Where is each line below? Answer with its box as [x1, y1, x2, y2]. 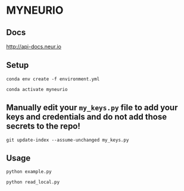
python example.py [6, 169, 52, 175]
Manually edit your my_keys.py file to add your [6, 102, 178, 113]
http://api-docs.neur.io [6, 43, 61, 50]
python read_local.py [6, 179, 60, 185]
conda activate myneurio [6, 86, 68, 92]
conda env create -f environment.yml [6, 76, 100, 82]
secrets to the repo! [6, 121, 80, 131]
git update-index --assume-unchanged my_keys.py [6, 137, 129, 143]
